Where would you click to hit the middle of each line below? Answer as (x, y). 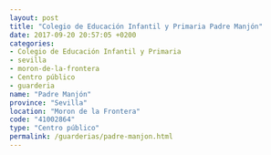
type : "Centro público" (55, 129)
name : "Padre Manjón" (51, 94)
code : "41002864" (42, 119)
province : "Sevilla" (49, 103)
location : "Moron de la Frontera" (75, 111)
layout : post (34, 18)
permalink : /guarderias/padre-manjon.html (91, 137)
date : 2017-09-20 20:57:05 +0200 (73, 35)
